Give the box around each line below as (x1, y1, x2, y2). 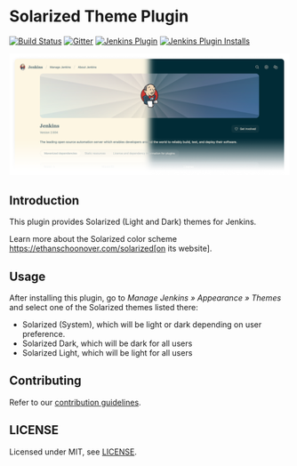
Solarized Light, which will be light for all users (21, 348, 193, 358)
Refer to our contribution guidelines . (9, 397, 141, 407)
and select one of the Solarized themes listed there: (9, 302, 198, 313)
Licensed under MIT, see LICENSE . (9, 446, 138, 457)
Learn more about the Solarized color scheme (9, 234, 178, 245)
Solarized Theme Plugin (9, 6, 189, 27)
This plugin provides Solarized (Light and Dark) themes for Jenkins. (9, 216, 257, 228)
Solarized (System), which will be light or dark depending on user (21, 319, 262, 330)
